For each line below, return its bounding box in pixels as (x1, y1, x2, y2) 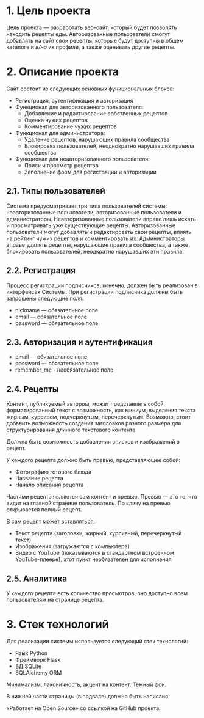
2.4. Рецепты (6, 384, 59, 394)
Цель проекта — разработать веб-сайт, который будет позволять (6, 24, 177, 31)
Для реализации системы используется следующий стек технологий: (6, 637, 189, 645)
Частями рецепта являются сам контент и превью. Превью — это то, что (6, 493, 197, 500)
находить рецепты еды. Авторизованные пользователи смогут (6, 30, 171, 37)
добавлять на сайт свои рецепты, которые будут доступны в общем (6, 37, 184, 44)
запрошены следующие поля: (6, 295, 84, 302)
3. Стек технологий (6, 618, 109, 631)
